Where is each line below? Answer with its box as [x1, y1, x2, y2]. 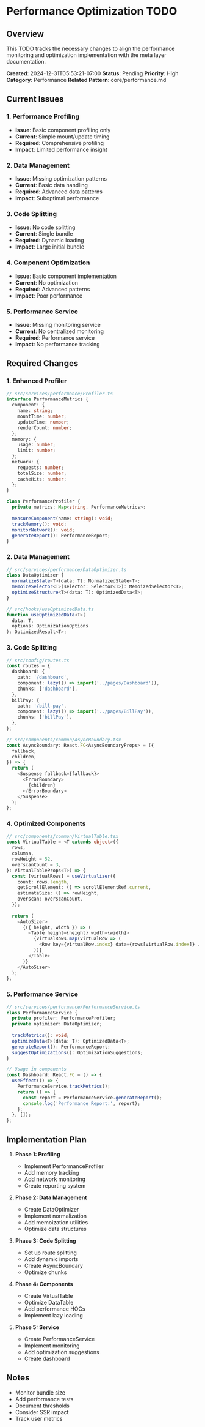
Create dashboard [24, 1355, 70, 1362]
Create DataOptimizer [24, 1205, 79, 1213]
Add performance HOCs [24, 1305, 85, 1313]
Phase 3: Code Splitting [15, 1237, 76, 1244]
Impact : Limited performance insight [15, 146, 108, 153]
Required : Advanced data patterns [15, 188, 103, 195]
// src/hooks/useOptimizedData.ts [6, 606, 95, 612]
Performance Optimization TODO [6, 4, 178, 18]
